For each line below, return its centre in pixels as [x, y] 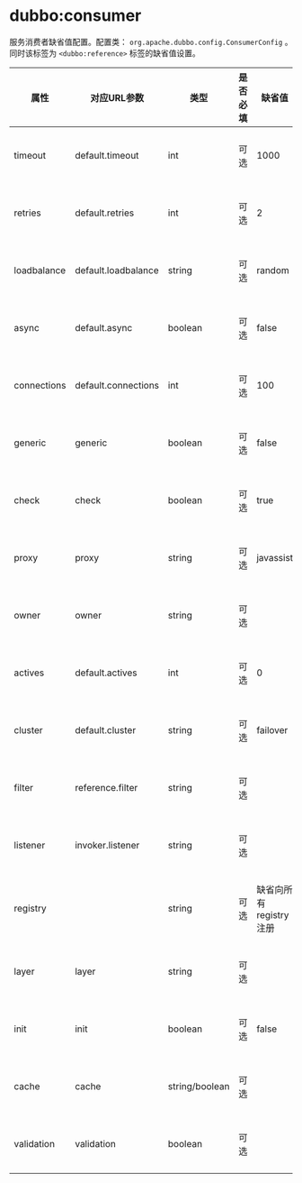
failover [272, 729]
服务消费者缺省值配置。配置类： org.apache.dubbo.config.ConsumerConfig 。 [151, 41]
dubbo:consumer [75, 16]
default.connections [117, 385]
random [272, 270]
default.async [104, 327]
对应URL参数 [117, 97]
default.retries [105, 213]
